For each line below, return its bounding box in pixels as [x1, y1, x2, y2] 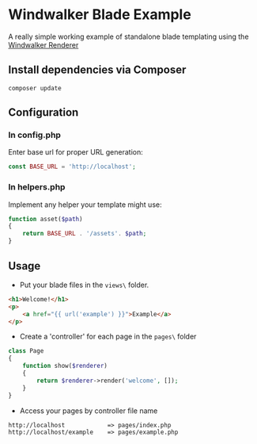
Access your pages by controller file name [19, 406, 158, 415]
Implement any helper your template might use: [8, 200, 162, 209]
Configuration [8, 105, 79, 120]
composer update [8, 84, 62, 92]
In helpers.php [8, 182, 66, 193]
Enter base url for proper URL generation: [8, 147, 144, 157]
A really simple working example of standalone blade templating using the [8, 32, 249, 41]
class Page [8, 347, 44, 355]
